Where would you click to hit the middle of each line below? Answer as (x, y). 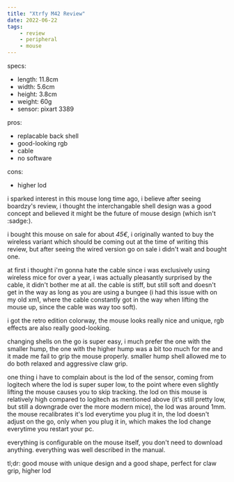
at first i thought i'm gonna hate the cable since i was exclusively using (109, 270)
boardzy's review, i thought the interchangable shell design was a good (109, 206)
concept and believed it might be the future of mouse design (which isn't (111, 213)
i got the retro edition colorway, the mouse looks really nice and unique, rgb (116, 320)
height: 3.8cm (37, 94)
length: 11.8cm (38, 79)
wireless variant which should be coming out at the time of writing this (108, 242)
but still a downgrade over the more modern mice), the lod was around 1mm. (117, 407)
